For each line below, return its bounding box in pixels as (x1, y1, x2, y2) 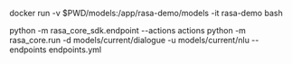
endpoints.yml (48, 44, 102, 55)
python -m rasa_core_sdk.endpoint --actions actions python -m (9, 25, 247, 35)
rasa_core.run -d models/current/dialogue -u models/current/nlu (9, 35, 250, 45)
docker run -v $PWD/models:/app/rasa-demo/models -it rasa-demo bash (9, 8, 283, 18)
